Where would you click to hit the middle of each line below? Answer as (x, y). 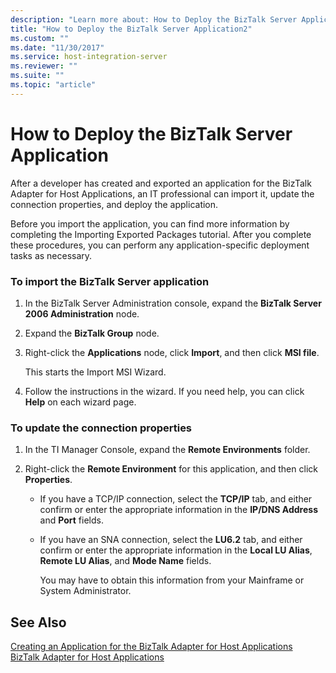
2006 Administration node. (82, 313)
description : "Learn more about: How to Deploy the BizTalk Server (154, 19)
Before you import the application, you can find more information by (150, 223)
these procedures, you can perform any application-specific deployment (160, 245)
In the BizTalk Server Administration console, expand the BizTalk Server (173, 303)
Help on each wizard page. (80, 402)
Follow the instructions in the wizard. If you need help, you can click (164, 391)
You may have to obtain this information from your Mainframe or (172, 580)
